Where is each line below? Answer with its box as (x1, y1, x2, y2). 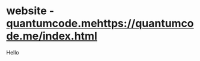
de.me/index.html (6, 30, 97, 43)
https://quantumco (97, 17, 194, 30)
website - (6, 4, 55, 18)
